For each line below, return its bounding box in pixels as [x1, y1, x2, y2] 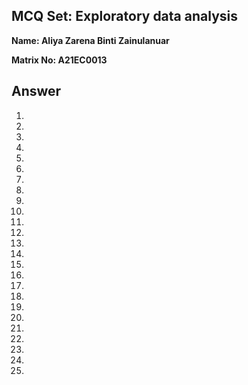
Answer [11, 83, 62, 100]
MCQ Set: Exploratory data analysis [11, 8, 238, 25]
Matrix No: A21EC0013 [11, 54, 108, 66]
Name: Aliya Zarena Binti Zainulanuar [11, 34, 170, 46]
